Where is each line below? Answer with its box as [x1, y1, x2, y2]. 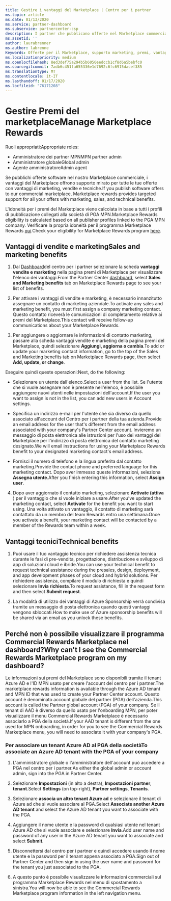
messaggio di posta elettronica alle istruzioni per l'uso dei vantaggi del [12, 432, 161, 438]
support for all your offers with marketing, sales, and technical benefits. [5, 196, 155, 202]
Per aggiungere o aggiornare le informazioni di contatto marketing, [12, 332, 153, 338]
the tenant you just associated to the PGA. [12, 864, 101, 870]
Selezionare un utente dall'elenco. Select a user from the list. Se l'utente [12, 379, 163, 385]
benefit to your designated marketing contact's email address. [12, 448, 144, 455]
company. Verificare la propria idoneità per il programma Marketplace [5, 222, 151, 228]
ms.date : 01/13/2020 [5, 17, 49, 22]
